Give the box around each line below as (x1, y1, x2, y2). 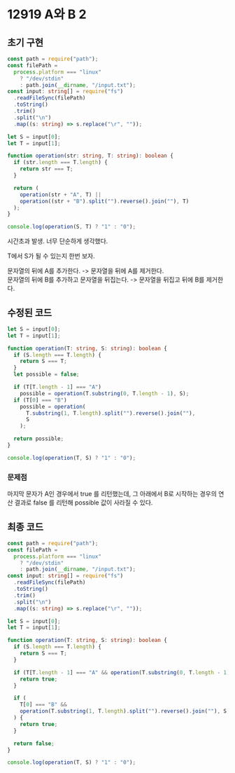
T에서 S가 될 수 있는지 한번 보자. (7, 252, 96, 260)
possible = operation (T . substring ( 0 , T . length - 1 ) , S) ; (20, 390, 190, 397)
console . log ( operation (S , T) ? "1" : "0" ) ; (7, 224, 136, 231)
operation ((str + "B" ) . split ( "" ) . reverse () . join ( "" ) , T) (20, 198, 190, 205)
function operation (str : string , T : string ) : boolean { (7, 152, 173, 160)
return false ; (13, 740, 55, 747)
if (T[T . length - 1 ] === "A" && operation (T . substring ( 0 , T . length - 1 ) (13, 669, 230, 676)
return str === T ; (20, 165, 73, 172)
